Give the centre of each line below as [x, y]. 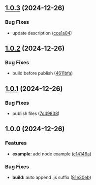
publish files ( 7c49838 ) [36, 113]
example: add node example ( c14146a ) [52, 154]
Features [16, 143]
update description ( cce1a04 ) [42, 33]
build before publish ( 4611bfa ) [42, 73]
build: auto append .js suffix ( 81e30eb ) [52, 178]
